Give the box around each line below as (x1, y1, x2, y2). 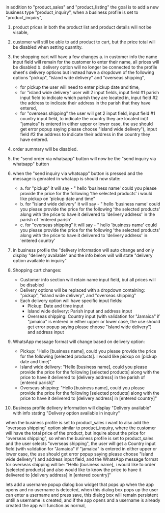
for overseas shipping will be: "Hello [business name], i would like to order (5, 462, 156, 467)
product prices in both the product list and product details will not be (12, 24, 152, 30)
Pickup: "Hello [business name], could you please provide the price (20, 348, 157, 354)
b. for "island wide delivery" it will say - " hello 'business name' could (20, 201, 161, 206)
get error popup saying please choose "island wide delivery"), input (20, 126, 157, 132)
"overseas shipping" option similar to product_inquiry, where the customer (5, 425, 156, 431)
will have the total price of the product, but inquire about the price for (5, 430, 146, 436)
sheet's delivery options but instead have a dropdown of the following (12, 69, 154, 75)
